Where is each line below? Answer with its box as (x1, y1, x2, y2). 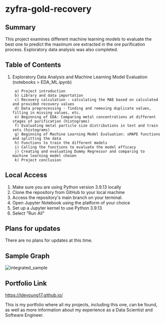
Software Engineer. (5, 312, 44, 318)
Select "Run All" (12, 210, 45, 216)
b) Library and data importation (14, 93, 83, 98)
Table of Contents (5, 61, 62, 69)
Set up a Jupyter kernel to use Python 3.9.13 (12, 205, 102, 211)
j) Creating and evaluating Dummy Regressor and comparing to (14, 149, 145, 154)
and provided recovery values (12, 101, 75, 106)
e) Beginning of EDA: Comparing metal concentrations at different (14, 114, 156, 119)
